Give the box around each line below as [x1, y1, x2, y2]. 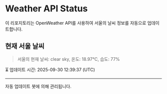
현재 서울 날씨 [5, 42, 45, 50]
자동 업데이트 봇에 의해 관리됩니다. [5, 83, 72, 89]
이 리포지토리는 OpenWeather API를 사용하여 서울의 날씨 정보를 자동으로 [5, 20, 147, 26]
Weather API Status [5, 3, 88, 14]
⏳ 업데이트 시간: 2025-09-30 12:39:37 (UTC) [5, 66, 95, 72]
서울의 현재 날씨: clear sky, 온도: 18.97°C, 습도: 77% [17, 56, 120, 62]
